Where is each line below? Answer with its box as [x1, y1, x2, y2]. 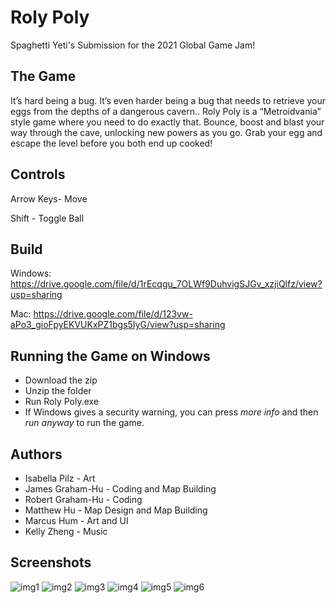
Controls [10, 166, 66, 183]
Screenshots [10, 554, 92, 571]
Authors [10, 446, 63, 463]
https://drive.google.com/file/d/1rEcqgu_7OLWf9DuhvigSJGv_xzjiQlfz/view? [10, 278, 323, 290]
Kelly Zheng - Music [24, 526, 108, 537]
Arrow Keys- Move [10, 192, 88, 205]
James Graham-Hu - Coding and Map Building [24, 483, 217, 495]
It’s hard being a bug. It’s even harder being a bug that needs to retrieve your [10, 94, 326, 106]
